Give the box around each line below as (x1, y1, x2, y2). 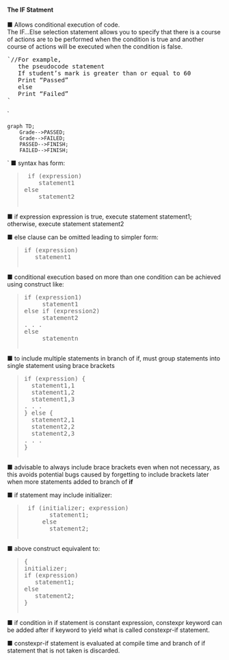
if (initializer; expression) (27, 504, 129, 512)
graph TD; (7, 123, 36, 130)
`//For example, (7, 56, 62, 64)
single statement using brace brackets (7, 362, 115, 370)
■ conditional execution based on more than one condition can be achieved (7, 273, 221, 281)
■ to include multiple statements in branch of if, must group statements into (7, 354, 221, 363)
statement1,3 (31, 395, 75, 404)
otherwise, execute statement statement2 (7, 220, 124, 228)
